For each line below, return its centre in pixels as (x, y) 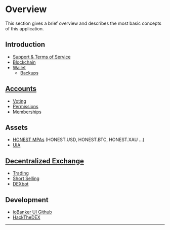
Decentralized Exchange (45, 161)
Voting (19, 101)
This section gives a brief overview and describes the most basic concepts (83, 23)
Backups (29, 73)
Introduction (25, 45)
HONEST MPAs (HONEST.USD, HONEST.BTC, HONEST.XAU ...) (78, 140)
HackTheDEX (26, 217)
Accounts (21, 89)
